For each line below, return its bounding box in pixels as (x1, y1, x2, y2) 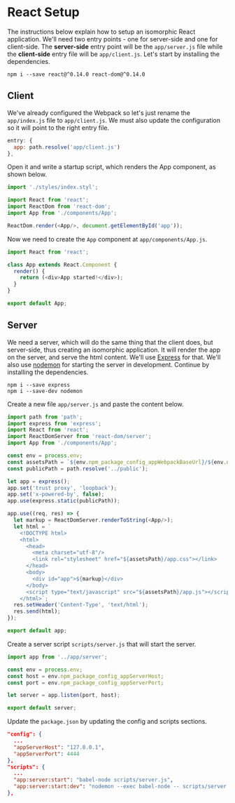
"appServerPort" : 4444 (13, 750, 80, 757)
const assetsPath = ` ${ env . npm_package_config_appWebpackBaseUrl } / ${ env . (7, 458, 227, 465)
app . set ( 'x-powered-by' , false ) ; (7, 491, 105, 498)
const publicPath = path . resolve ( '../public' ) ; (7, 465, 149, 472)
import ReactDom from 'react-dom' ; (7, 203, 111, 211)
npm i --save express (7, 381, 71, 388)
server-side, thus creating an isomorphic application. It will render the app (7, 345, 221, 354)
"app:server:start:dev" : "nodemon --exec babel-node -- (13, 783, 180, 790)
